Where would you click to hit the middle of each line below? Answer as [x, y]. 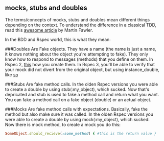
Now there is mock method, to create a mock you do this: [63, 124]
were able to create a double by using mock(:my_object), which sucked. [78, 119]
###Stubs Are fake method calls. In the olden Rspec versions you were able [82, 84]
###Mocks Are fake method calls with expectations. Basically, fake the [76, 109]
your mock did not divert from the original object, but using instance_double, [82, 70]
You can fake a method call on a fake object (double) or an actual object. [78, 100]
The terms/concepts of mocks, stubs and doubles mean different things [78, 19]
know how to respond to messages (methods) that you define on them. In [79, 59]
